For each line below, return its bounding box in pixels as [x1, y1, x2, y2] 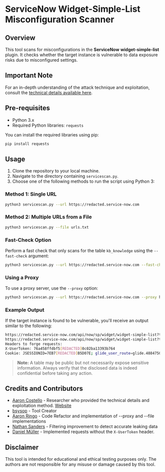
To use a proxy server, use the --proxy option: [5, 285, 98, 291]
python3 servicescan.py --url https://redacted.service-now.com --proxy [5, 295, 157, 300]
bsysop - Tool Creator [12, 408, 57, 414]
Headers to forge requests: [5, 341, 63, 347]
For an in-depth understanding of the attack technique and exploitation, [5, 84, 150, 90]
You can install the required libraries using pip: [5, 132, 99, 137]
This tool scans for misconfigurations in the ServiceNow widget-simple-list [5, 47, 160, 52]
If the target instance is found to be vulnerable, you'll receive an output [5, 318, 149, 324]
